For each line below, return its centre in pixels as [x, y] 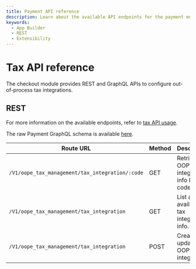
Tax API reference [50, 68]
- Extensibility [31, 39]
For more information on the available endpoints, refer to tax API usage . [92, 122]
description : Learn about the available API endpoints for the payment [95, 17]
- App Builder [28, 28]
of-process [20, 90]
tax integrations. [53, 90]
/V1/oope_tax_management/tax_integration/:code [76, 173]
